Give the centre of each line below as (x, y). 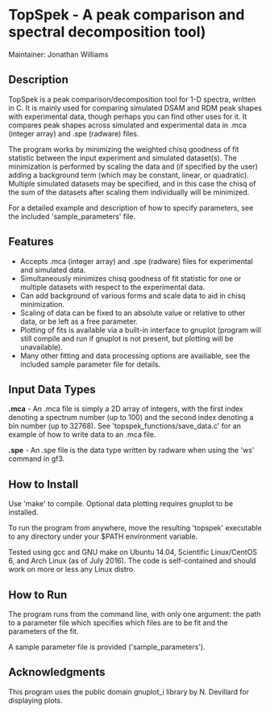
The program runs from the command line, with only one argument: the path (135, 614)
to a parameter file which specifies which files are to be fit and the (118, 623)
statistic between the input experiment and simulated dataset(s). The (123, 157)
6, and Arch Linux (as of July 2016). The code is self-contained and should (132, 561)
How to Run (38, 595)
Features (31, 242)
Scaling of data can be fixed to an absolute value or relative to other (133, 312)
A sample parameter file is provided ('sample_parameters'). (107, 647)
